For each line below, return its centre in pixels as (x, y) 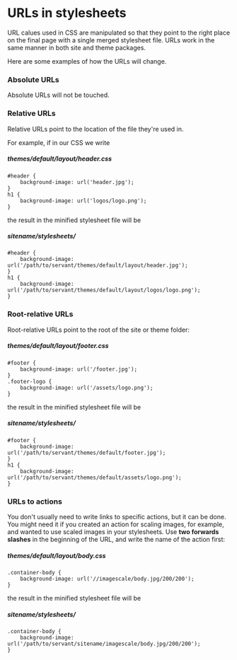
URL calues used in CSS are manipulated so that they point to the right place (119, 33)
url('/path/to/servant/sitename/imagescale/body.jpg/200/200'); (104, 644)
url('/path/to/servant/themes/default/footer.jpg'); (87, 453)
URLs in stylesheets (67, 13)
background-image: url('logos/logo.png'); (83, 201)
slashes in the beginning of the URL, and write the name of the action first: (116, 539)
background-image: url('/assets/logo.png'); (87, 388)
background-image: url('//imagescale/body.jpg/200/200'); (107, 579)
